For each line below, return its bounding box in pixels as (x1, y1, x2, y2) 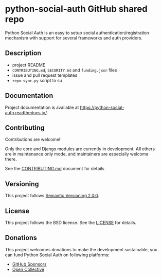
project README (12, 62, 46, 68)
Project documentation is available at (5, 104, 79, 110)
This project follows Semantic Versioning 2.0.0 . (5, 193, 100, 199)
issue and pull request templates (12, 72, 78, 78)
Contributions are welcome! (5, 137, 61, 142)
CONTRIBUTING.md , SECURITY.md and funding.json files (12, 67, 117, 73)
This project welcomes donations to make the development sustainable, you (5, 246, 158, 252)
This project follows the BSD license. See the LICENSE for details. (5, 220, 137, 225)
